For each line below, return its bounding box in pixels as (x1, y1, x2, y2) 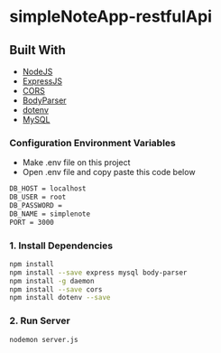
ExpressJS (22, 76, 63, 87)
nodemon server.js (9, 335, 78, 344)
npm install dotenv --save (9, 293, 111, 302)
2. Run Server (9, 314, 70, 327)
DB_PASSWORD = (9, 201, 63, 210)
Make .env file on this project (22, 157, 131, 168)
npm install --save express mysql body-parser (9, 268, 188, 277)
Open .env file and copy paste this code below (22, 167, 196, 178)
